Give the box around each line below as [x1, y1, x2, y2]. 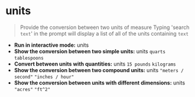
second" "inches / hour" [14, 74, 74, 80]
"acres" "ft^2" [14, 86, 51, 92]
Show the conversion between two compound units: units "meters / [14, 66, 184, 73]
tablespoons [14, 55, 44, 61]
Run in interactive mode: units [14, 41, 89, 48]
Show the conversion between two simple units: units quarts [14, 47, 166, 54]
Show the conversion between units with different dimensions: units [14, 79, 186, 86]
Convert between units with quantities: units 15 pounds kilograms [14, 60, 176, 67]
